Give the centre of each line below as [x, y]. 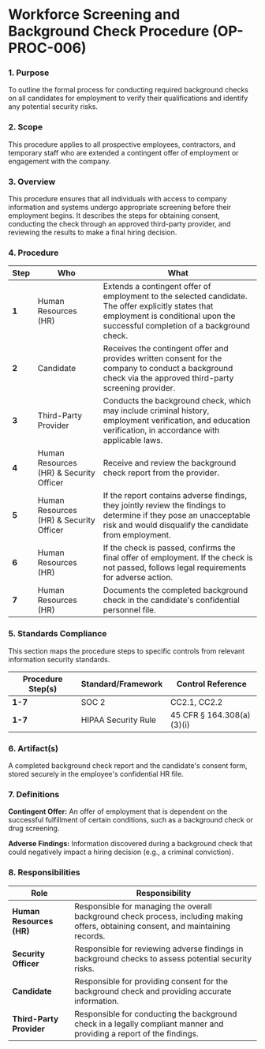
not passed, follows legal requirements [175, 568]
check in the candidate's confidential [172, 600]
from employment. [137, 535]
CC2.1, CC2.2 [197, 702]
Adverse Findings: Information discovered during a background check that [131, 844]
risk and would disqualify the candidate [175, 525]
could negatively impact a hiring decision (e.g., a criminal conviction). [121, 852]
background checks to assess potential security [163, 958]
